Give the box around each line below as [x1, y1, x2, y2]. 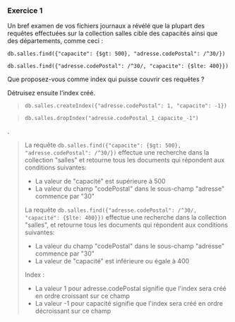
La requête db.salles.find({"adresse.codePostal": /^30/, [24, 205, 198, 214]
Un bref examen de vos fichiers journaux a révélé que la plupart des [7, 22, 205, 30]
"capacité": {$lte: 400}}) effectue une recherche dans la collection [24, 213, 227, 222]
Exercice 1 [7, 6, 43, 16]
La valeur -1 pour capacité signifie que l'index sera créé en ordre [35, 299, 224, 308]
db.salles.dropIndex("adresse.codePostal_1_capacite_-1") [24, 115, 199, 122]
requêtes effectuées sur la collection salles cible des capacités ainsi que [7, 29, 218, 37]
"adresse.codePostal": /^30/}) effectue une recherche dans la [24, 148, 210, 157]
